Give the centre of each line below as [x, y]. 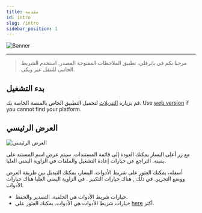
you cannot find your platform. [44, 110]
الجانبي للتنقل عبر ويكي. [48, 69]
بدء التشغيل [26, 88]
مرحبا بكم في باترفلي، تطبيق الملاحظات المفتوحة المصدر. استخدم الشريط [104, 63]
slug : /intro [23, 23]
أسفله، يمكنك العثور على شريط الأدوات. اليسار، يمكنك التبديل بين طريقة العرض [95, 172]
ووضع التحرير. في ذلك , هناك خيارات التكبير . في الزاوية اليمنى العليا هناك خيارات [96, 179]
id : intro [19, 17]
